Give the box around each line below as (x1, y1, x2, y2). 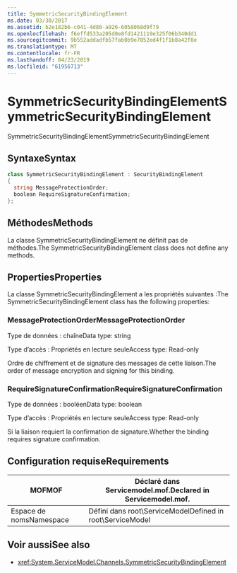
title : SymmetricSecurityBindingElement (7, 10, 128, 18)
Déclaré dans (134, 476, 181, 486)
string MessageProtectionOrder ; (13, 185, 109, 192)
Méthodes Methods (7, 217, 94, 229)
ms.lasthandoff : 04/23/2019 (7, 57, 90, 64)
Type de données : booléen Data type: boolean (7, 400, 142, 408)
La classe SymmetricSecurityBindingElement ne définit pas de (7, 236, 188, 244)
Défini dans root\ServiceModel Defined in (88, 506, 224, 516)
